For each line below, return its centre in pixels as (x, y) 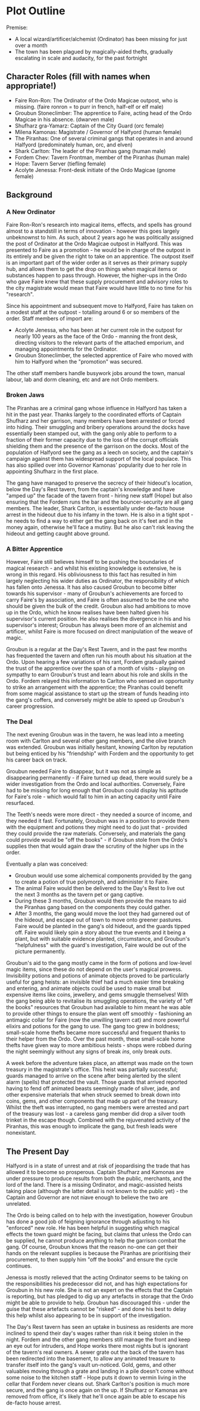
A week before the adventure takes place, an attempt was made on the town (100, 1063)
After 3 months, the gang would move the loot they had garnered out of (102, 914)
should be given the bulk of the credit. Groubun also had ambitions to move (99, 606)
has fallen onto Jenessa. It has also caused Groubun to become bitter (91, 587)
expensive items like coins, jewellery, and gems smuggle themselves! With (97, 995)
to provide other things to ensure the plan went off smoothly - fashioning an (99, 1014)
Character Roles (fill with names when (78, 77)
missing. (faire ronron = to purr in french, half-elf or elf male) (89, 107)
